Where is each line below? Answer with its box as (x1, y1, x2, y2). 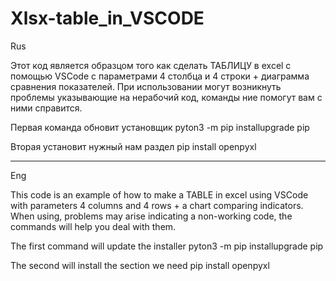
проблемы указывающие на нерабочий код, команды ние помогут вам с (10, 91, 323, 103)
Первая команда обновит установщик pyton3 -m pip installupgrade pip (10, 121, 310, 133)
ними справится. (10, 102, 83, 114)
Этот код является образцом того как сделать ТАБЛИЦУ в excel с (10, 59, 292, 71)
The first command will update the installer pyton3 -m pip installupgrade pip (10, 240, 324, 252)
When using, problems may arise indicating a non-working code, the (10, 210, 293, 222)
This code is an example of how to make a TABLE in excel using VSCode (10, 188, 309, 201)
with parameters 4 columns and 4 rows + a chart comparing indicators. (10, 199, 304, 211)
